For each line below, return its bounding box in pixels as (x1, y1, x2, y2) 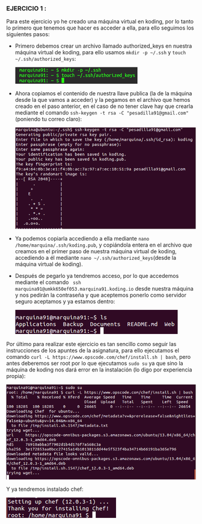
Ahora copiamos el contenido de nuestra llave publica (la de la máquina (14, 90, 192, 97)
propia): (6, 373, 26, 380)
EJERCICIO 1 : (6, 4, 47, 13)
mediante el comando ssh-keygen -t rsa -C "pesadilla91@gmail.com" (14, 109, 189, 116)
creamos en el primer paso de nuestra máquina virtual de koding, (14, 248, 177, 255)
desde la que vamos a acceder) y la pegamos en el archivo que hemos (14, 96, 191, 104)
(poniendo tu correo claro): (14, 116, 82, 123)
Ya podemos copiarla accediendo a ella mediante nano (14, 235, 150, 242)
